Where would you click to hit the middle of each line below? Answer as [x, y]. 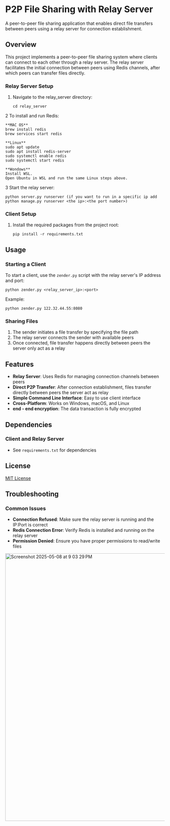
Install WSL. [19, 174]
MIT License [18, 478]
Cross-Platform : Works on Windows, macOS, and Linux [71, 403]
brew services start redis [34, 134]
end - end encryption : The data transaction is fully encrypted [77, 409]
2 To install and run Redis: [32, 116]
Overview [21, 45]
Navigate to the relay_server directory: [52, 97]
